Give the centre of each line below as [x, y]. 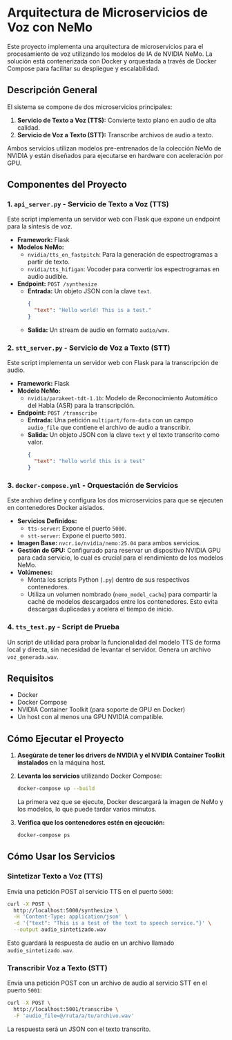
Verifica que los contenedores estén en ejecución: [91, 823]
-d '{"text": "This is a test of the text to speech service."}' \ [113, 923]
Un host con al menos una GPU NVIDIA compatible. [90, 717]
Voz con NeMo [50, 27]
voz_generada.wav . [33, 656]
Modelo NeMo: [39, 391]
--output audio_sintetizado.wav [60, 930]
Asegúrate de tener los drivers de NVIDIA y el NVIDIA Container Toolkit [121, 755]
